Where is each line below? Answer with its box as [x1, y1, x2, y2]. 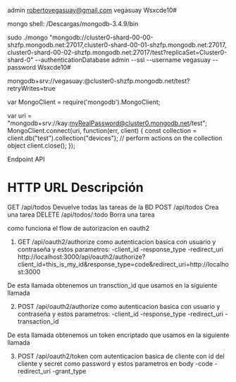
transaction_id [17, 317, 59, 326]
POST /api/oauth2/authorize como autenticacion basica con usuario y [17, 302, 221, 310]
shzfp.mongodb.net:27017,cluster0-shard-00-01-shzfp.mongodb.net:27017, [7, 41, 227, 49]
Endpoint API [7, 155, 45, 163]
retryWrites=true [7, 84, 56, 92]
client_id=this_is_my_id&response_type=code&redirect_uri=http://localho [17, 260, 229, 268]
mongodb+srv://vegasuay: [7, 77, 85, 85]
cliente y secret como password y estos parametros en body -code [17, 359, 213, 368]
